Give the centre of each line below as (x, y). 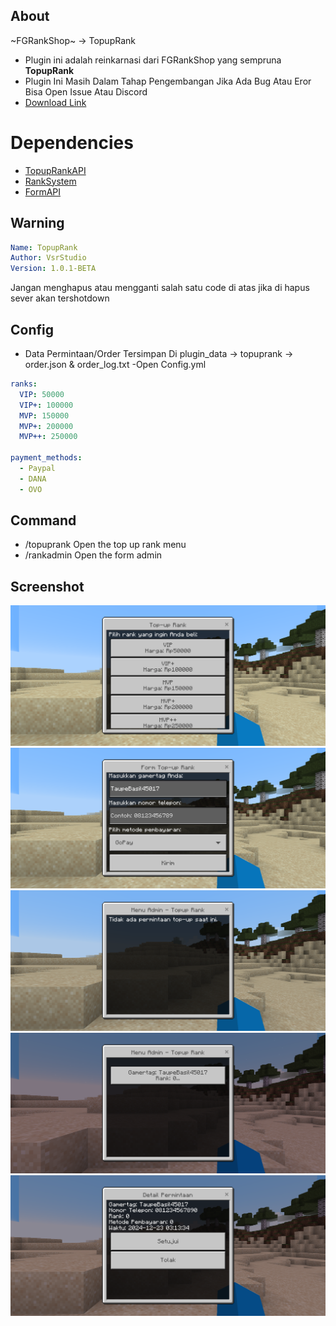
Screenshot (47, 586)
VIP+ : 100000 (46, 405)
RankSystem (50, 181)
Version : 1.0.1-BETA (53, 269)
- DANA (33, 479)
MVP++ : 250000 (48, 437)
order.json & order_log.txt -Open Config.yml (115, 364)
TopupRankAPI (55, 170)
